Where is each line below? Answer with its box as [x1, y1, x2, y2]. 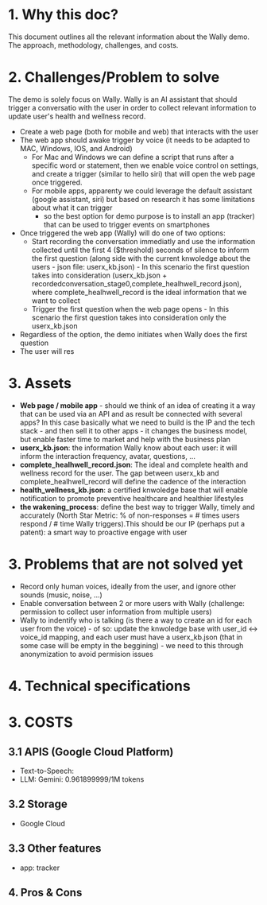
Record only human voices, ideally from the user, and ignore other [19, 581, 237, 591]
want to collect [31, 296, 81, 305]
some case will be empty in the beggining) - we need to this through [19, 640, 244, 650]
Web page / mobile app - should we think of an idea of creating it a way [19, 400, 256, 410]
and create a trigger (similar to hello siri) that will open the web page [31, 169, 256, 178]
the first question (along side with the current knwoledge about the [31, 253, 251, 263]
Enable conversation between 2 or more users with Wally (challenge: [19, 598, 245, 608]
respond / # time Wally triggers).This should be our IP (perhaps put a [19, 519, 245, 528]
